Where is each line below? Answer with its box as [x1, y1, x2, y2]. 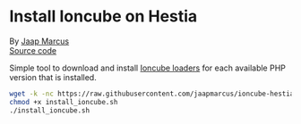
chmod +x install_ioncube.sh [9, 97, 118, 106]
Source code [9, 45, 56, 55]
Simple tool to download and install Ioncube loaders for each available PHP [9, 62, 287, 73]
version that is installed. [9, 71, 97, 82]
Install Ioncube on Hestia [9, 6, 198, 27]
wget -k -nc [9, 89, 54, 98]
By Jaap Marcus [9, 36, 70, 46]
